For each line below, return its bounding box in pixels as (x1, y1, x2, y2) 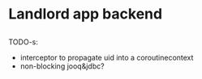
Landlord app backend (8, 5, 163, 23)
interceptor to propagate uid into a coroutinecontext (19, 52, 194, 62)
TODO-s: (8, 37, 38, 47)
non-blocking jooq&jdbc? (19, 61, 105, 71)
